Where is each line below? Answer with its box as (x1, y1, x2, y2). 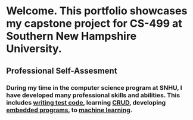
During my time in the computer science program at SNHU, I (6, 83, 183, 91)
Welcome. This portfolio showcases (6, 4, 188, 18)
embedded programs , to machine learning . (6, 106, 133, 114)
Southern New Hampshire (6, 30, 137, 43)
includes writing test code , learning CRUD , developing (6, 98, 166, 106)
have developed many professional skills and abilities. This (6, 91, 180, 99)
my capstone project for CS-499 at (6, 17, 183, 30)
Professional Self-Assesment (6, 65, 117, 75)
